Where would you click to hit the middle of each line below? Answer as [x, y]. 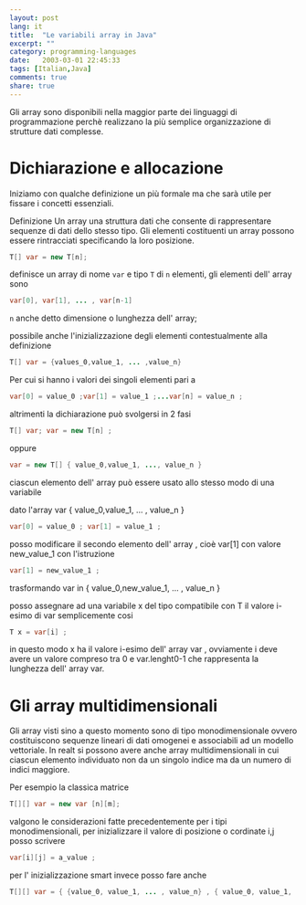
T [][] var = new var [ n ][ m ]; [65, 805]
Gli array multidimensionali [113, 705]
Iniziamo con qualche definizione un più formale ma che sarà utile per [141, 194]
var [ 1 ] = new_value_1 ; [55, 570]
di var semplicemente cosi [84, 615]
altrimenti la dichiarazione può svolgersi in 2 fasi [100, 414]
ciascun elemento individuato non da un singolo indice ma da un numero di [151, 760]
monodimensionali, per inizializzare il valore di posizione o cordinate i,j [142, 831]
